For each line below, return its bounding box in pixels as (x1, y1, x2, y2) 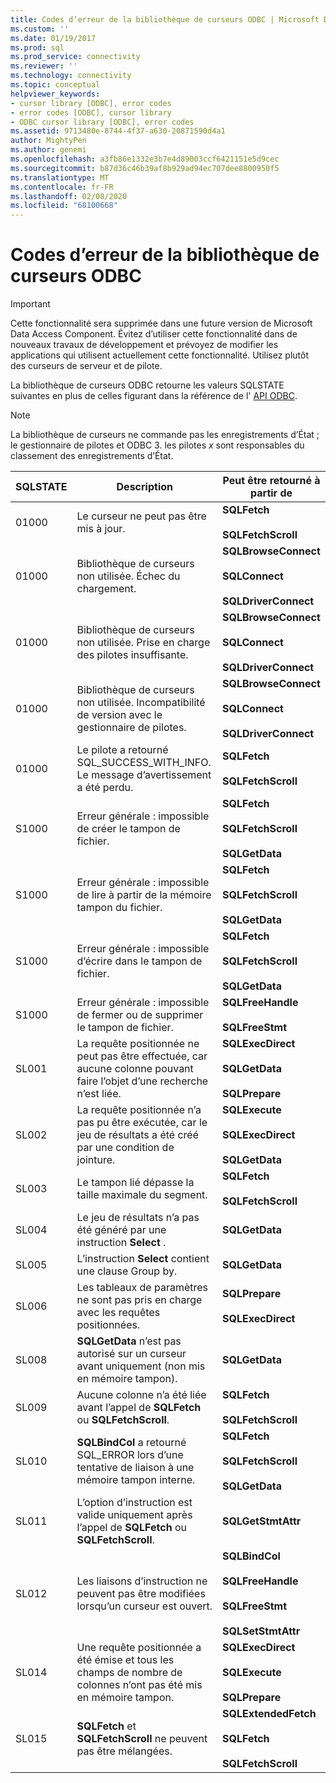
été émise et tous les (76, 1653, 175, 1667)
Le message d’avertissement (76, 768, 212, 782)
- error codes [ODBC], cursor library (10, 107, 172, 118)
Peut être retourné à (222, 474, 321, 488)
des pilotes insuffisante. (76, 648, 189, 662)
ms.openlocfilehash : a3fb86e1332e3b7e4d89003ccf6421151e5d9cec (10, 154, 280, 164)
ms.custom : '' (10, 24, 70, 34)
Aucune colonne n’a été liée (76, 1388, 207, 1402)
